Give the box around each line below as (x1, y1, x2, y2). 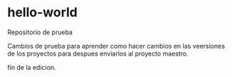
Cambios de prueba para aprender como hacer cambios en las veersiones (7, 41, 226, 50)
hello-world (7, 4, 78, 21)
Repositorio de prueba (7, 28, 73, 36)
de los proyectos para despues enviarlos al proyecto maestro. (7, 49, 189, 58)
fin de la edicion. (7, 63, 56, 71)
